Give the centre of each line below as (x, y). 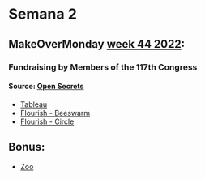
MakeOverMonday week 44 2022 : (96, 44)
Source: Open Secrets (46, 87)
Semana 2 (43, 14)
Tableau (34, 104)
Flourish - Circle (47, 121)
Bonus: (27, 147)
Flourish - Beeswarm (55, 113)
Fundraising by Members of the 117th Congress (103, 67)
